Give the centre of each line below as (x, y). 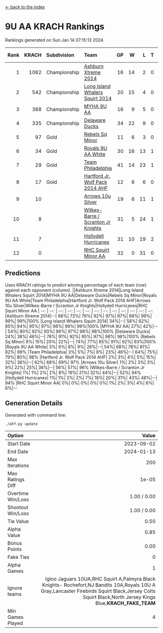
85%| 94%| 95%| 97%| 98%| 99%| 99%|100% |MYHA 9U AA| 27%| (73, 326)
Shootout (18, 507)
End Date (18, 452)
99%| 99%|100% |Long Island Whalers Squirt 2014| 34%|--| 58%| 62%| (77, 321)
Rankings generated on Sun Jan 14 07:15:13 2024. (55, 40)
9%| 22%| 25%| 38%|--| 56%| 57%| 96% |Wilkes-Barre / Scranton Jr (75, 367)
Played (15, 623)
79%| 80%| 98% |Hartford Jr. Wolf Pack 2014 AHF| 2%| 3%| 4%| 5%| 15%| (81, 357)
